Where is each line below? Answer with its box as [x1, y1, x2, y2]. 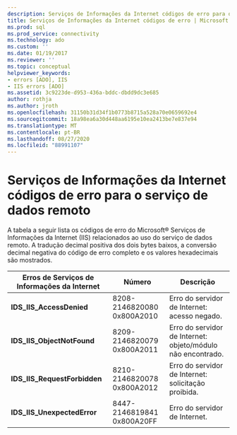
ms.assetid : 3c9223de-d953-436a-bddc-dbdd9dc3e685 [7, 89, 159, 96]
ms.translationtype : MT [7, 122, 78, 129]
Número [123, 277, 152, 287]
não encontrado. [169, 349, 224, 359]
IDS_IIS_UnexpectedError [11, 407, 97, 417]
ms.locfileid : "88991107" [7, 142, 83, 149]
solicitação [169, 378, 206, 388]
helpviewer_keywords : [7, 69, 71, 76]
